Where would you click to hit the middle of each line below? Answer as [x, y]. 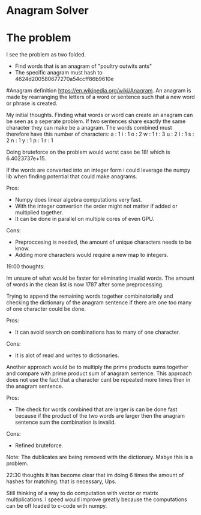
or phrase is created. [32, 103]
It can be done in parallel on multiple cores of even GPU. [85, 219]
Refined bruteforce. [39, 445]
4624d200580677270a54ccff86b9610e [64, 79]
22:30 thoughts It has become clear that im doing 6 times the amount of [95, 475]
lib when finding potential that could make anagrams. [72, 176]
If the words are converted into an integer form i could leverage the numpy [98, 170]
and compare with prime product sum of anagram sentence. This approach [99, 373]
